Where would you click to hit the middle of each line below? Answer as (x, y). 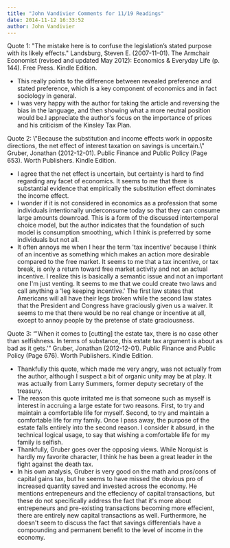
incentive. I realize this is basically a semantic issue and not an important (120, 276)
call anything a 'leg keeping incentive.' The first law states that (105, 291)
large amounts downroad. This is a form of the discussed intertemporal (117, 218)
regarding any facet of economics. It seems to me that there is (105, 181)
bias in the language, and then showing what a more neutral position (114, 110)
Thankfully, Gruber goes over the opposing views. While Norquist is (113, 449)
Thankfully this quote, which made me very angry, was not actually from (119, 369)
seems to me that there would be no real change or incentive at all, (111, 313)
